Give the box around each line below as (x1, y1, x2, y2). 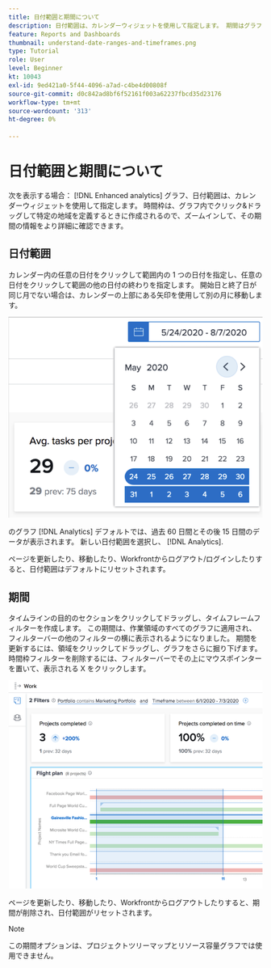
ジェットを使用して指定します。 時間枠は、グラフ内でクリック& (35, 201, 248, 210)
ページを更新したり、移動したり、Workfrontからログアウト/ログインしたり (8, 554, 256, 564)
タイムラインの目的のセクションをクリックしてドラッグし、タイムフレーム (8, 613, 254, 623)
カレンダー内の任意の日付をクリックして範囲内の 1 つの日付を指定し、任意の (8, 269, 263, 279)
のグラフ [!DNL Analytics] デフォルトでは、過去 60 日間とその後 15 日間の (8, 526, 253, 537)
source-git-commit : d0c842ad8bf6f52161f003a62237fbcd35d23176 (8, 90, 222, 98)
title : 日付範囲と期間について (8, 13, 100, 21)
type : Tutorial (8, 47, 60, 56)
